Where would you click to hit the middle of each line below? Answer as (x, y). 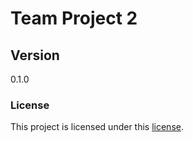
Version (35, 55)
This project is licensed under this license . (97, 127)
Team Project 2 (74, 18)
